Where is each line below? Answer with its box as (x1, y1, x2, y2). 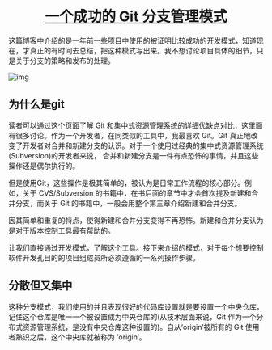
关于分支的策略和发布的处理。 (15, 56, 115, 65)
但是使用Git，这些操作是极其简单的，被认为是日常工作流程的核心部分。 (8, 178, 245, 188)
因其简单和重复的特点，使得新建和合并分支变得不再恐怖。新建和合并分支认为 (8, 215, 264, 225)
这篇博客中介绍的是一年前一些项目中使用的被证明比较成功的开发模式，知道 (8, 36, 257, 45)
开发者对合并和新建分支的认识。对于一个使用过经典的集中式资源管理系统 (22, 141, 264, 150)
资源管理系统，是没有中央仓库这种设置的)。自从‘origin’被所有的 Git (22, 322, 244, 331)
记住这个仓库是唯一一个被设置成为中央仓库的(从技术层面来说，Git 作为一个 (8, 312, 257, 322)
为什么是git (8, 98, 65, 112)
